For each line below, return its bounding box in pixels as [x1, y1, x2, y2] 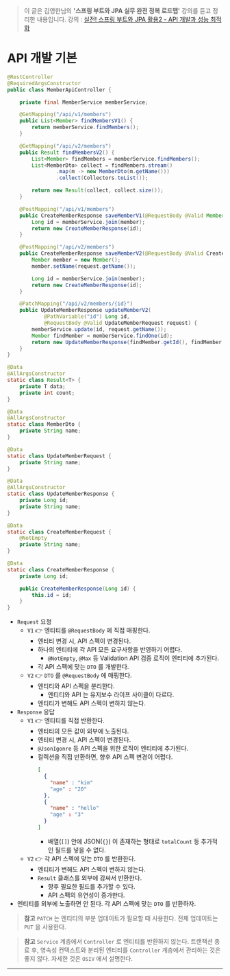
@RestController [7, 73, 53, 80]
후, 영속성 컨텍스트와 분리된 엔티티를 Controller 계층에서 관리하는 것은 [31, 946, 221, 954]
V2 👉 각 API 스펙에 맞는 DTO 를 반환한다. [27, 854, 136, 863]
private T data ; [19, 383, 66, 390]
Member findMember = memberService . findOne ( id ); [31, 332, 173, 339]
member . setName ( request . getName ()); [31, 262, 136, 270]
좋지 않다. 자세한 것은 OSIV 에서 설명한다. [23, 954, 133, 962]
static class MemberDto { [7, 421, 81, 428]
